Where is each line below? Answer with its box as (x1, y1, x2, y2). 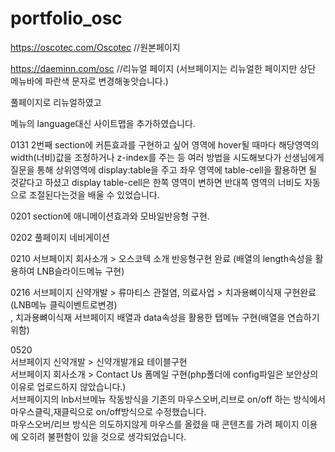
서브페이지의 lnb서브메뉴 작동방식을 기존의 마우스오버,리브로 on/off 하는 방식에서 (10, 393, 326, 405)
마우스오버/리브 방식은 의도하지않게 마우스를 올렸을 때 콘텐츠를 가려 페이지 (10, 418, 300, 430)
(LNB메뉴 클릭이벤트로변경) (10, 298, 118, 311)
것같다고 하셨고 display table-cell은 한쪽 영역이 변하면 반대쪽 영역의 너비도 (10, 176, 303, 188)
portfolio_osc (10, 7, 123, 30)
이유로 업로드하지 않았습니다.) (10, 380, 127, 392)
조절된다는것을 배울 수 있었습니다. (28, 188, 160, 201)
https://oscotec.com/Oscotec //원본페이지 (10, 41, 181, 53)
